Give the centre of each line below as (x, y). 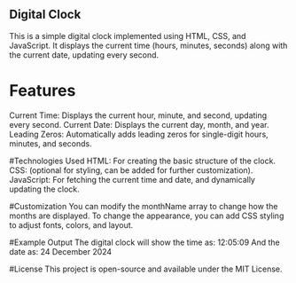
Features (43, 90)
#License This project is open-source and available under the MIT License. (146, 269)
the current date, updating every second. (84, 55)
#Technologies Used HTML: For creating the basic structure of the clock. (143, 161)
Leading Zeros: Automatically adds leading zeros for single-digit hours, (139, 134)
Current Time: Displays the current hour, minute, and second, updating (138, 115)
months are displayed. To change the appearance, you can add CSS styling (147, 216)
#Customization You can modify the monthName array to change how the (144, 206)
